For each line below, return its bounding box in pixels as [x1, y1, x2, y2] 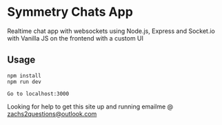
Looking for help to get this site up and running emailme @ [7, 102, 174, 111]
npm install [7, 72, 41, 79]
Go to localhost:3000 [7, 90, 70, 97]
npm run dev [7, 78, 41, 85]
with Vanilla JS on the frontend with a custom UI [7, 34, 143, 42]
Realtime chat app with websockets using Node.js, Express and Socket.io [7, 27, 215, 35]
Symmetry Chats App [7, 4, 133, 20]
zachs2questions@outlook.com [7, 109, 97, 117]
